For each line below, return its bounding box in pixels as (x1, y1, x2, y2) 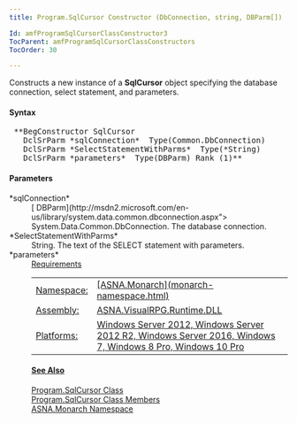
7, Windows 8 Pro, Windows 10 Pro (96, 340, 245, 352)
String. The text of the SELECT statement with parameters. (31, 240, 245, 250)
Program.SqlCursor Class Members (31, 394, 161, 404)
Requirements (31, 258, 82, 269)
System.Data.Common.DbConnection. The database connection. (31, 220, 267, 231)
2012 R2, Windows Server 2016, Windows (96, 329, 276, 342)
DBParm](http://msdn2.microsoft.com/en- (36, 202, 190, 212)
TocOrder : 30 (9, 45, 57, 54)
